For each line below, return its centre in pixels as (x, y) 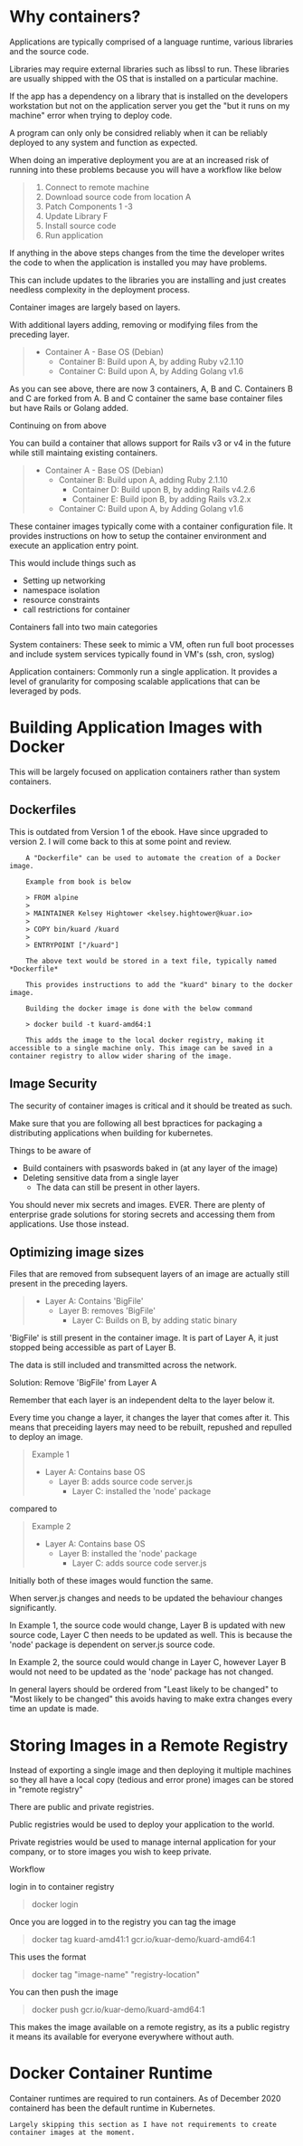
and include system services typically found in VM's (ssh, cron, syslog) (142, 654)
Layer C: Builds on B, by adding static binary (155, 1320)
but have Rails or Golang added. (69, 407)
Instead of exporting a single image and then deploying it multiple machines (151, 1770)
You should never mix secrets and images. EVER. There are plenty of (137, 1204)
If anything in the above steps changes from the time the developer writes (147, 253)
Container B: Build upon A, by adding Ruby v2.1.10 (151, 361)
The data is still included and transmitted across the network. (123, 1365)
